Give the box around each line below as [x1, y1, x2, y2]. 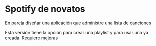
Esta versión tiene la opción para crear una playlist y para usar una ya [5, 29, 149, 35]
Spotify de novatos [5, 3, 86, 15]
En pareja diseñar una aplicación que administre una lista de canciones [5, 20, 151, 26]
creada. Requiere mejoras [5, 35, 58, 41]
